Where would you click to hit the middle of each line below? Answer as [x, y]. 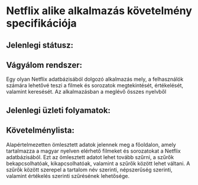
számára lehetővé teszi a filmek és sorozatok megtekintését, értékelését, [95, 85]
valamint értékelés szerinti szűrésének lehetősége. [68, 176]
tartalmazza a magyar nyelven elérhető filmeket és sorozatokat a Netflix [94, 151]
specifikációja [41, 23]
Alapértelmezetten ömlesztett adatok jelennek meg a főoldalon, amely [91, 144]
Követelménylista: [40, 131]
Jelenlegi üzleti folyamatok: [59, 110]
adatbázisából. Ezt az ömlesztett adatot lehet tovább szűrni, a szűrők [90, 157]
